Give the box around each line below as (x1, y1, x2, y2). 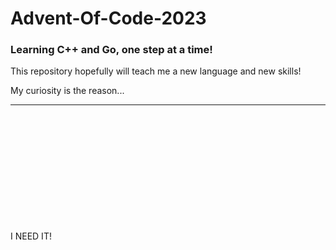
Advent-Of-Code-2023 (10, 7, 207, 30)
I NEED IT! (10, 230, 52, 242)
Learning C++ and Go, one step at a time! (10, 43, 213, 57)
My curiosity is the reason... (10, 85, 125, 97)
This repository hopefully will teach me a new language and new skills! (10, 65, 302, 77)
